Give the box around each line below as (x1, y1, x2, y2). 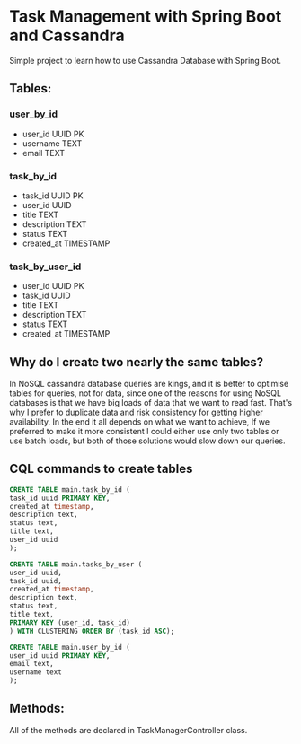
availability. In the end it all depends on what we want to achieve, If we (9, 416, 270, 427)
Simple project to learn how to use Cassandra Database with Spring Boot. (9, 55, 281, 66)
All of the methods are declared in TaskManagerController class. (9, 724, 248, 735)
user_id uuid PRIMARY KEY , (9, 651, 111, 661)
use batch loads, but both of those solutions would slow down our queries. (9, 435, 286, 446)
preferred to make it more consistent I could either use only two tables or (9, 426, 279, 437)
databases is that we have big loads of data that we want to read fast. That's (9, 398, 293, 408)
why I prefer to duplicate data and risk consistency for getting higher (9, 407, 263, 418)
